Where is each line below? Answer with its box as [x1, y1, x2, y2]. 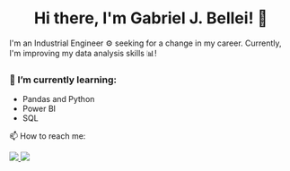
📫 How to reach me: [9, 131, 86, 141]
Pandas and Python [22, 94, 95, 105]
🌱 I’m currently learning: [9, 73, 117, 86]
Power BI [22, 103, 57, 115]
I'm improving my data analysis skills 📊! [9, 47, 157, 58]
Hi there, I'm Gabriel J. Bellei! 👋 [33, 8, 268, 29]
